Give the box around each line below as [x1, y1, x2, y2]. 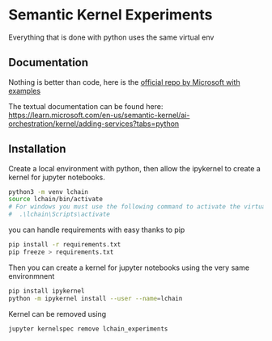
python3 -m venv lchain [8, 187, 89, 196]
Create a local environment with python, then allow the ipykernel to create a [8, 163, 261, 173]
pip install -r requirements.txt [8, 241, 121, 249]
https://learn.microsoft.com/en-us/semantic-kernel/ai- [8, 110, 190, 120]
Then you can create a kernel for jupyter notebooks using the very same [8, 263, 249, 272]
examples [8, 86, 41, 95]
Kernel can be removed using [8, 309, 107, 318]
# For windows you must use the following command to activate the [8, 203, 241, 211]
